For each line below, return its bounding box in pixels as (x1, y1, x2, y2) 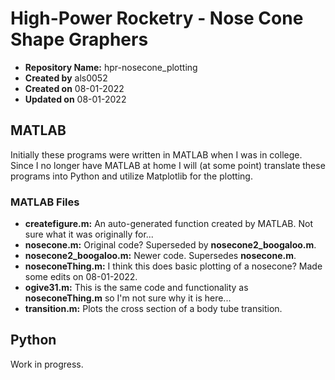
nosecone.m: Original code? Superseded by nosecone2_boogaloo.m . (24, 239, 317, 251)
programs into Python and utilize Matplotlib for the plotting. (10, 170, 253, 182)
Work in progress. (10, 358, 84, 370)
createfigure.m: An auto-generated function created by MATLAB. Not (24, 218, 313, 230)
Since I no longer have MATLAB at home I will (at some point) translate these (10, 159, 326, 171)
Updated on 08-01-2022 (24, 93, 127, 105)
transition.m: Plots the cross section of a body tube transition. (24, 303, 283, 315)
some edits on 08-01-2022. (24, 271, 138, 283)
